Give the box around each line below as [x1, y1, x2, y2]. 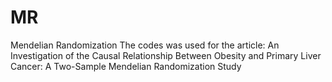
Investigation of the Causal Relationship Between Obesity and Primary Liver [10, 49, 322, 61]
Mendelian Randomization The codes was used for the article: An [10, 39, 280, 51]
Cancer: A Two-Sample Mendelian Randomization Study [10, 60, 242, 72]
